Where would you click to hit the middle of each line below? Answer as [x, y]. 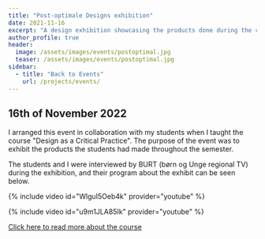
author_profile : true [44, 37]
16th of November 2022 [68, 113]
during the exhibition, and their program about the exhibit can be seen [122, 173]
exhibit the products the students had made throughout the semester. [121, 149]
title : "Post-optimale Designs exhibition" [81, 15]
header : [21, 45]
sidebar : [22, 67]
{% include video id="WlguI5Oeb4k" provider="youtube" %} [107, 196]
